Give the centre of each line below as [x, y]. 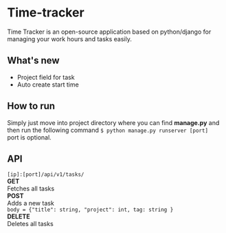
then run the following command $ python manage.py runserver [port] [108, 130]
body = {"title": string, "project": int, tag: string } [90, 210]
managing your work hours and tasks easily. [70, 38]
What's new [33, 61]
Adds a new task [31, 203]
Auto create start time [48, 85]
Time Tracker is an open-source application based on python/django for [109, 32]
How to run [31, 106]
